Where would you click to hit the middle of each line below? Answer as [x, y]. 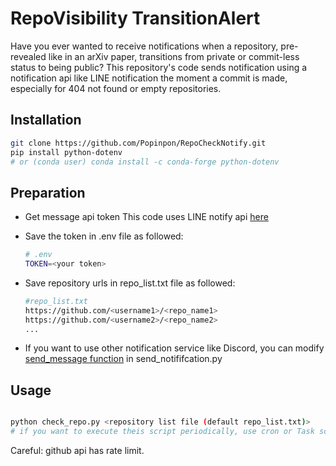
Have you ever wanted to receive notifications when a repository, [144, 46]
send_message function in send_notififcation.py [123, 359]
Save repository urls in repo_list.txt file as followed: [130, 283]
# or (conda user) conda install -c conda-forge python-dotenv [145, 162]
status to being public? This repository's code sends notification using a [159, 67]
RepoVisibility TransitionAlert [135, 18]
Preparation [48, 192]
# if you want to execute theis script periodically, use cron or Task [162, 432]
